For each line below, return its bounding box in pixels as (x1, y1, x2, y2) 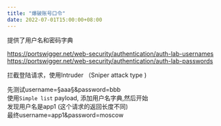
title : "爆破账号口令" (7, 10, 66, 17)
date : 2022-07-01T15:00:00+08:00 (7, 16, 103, 23)
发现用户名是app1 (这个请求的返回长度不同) (7, 102, 129, 110)
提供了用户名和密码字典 (7, 35, 73, 44)
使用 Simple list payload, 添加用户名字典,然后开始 (7, 93, 148, 102)
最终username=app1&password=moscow (7, 110, 124, 119)
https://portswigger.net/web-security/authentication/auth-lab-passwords (7, 57, 213, 65)
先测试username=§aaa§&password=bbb (7, 85, 121, 93)
